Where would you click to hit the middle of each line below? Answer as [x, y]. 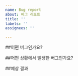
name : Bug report [23, 10]
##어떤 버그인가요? [24, 47]
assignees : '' [20, 28]
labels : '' [16, 24]
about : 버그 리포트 [23, 14]
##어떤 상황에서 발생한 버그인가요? [39, 58]
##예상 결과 [17, 69]
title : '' [15, 19]
